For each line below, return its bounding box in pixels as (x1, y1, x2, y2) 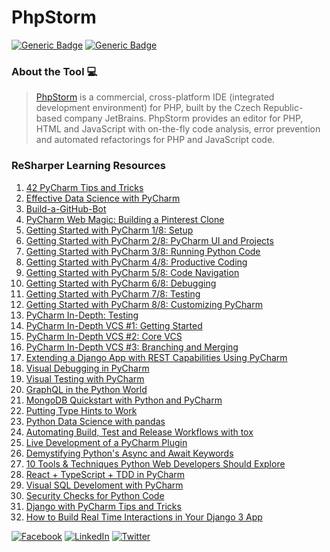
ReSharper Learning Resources (11, 159, 166, 173)
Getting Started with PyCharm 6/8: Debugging (25, 277, 217, 289)
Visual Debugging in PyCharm (25, 362, 150, 374)
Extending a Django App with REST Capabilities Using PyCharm (25, 351, 288, 363)
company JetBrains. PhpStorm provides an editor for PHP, (64, 112, 304, 125)
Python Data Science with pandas (25, 415, 166, 427)
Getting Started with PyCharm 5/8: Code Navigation (25, 266, 240, 278)
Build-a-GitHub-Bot (25, 202, 107, 215)
